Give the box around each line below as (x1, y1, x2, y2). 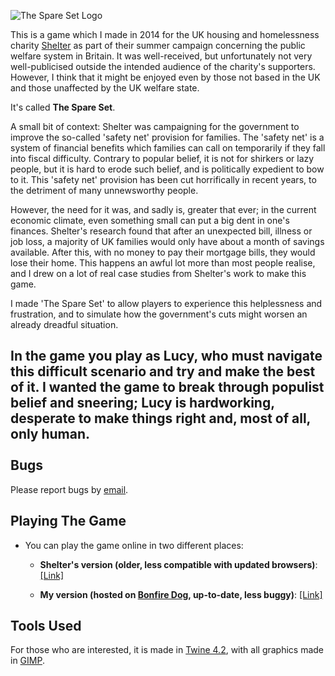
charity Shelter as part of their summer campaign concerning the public (10, 40, 306, 51)
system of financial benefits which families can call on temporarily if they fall (10, 142, 326, 154)
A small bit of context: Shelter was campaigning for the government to (10, 121, 300, 132)
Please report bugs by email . (10, 483, 129, 495)
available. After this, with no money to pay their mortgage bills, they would (10, 246, 316, 258)
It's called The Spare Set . (10, 101, 116, 113)
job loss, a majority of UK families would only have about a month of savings (10, 236, 325, 247)
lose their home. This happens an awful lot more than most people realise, (10, 257, 316, 269)
